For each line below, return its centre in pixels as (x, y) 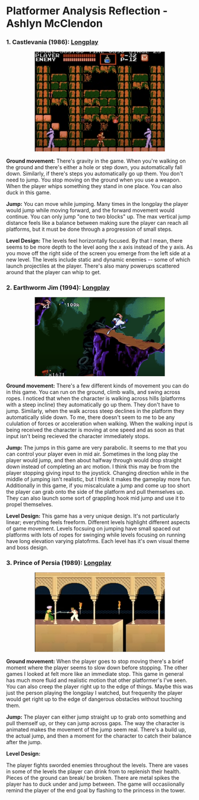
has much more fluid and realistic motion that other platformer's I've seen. (97, 680)
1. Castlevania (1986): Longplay (52, 42)
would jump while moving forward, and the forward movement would (90, 210)
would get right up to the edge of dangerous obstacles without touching (94, 699)
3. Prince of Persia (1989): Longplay (59, 563)
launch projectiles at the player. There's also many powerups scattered (93, 266)
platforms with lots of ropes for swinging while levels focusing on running (96, 535)
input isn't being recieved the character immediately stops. (78, 436)
